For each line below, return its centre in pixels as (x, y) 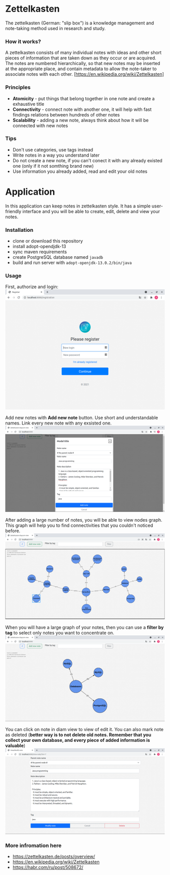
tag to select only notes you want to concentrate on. (60, 632)
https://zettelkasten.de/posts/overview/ (54, 857)
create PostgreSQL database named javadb (58, 257)
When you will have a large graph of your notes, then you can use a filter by (84, 627)
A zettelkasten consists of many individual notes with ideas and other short (83, 53)
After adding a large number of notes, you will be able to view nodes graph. (84, 520)
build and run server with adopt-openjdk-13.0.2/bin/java (72, 263)
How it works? (23, 41)
